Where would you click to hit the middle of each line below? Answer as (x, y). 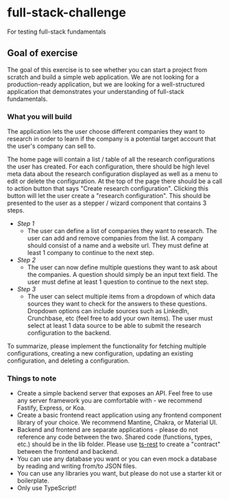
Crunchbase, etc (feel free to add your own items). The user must (120, 318)
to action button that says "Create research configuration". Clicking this (108, 188)
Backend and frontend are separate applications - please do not (107, 430)
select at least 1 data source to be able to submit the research (114, 326)
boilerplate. (33, 480)
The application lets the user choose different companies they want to (106, 132)
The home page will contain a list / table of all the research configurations (111, 160)
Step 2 (26, 260)
